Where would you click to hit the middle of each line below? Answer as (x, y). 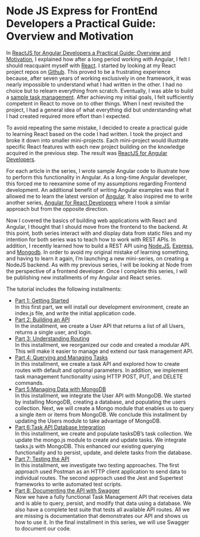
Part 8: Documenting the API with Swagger (67, 491)
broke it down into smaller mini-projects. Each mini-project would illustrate (97, 140)
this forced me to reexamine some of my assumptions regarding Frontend (96, 184)
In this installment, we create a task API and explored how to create (97, 364)
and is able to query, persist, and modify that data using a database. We (103, 503)
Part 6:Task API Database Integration (60, 427)
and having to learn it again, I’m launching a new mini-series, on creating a (97, 258)
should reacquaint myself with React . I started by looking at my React (91, 65)
